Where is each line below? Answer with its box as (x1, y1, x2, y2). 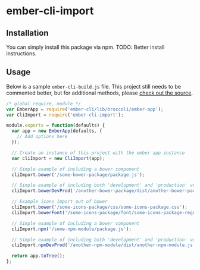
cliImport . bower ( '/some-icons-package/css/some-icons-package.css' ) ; (11, 204, 187, 211)
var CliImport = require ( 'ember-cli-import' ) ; (6, 112, 124, 118)
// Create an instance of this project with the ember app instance (11, 150, 185, 156)
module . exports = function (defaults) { (6, 123, 105, 128)
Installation (6, 28, 49, 38)
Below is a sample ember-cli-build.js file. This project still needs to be (6, 83, 182, 90)
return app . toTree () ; (11, 253, 65, 259)
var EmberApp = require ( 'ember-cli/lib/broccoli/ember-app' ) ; (6, 106, 164, 112)
